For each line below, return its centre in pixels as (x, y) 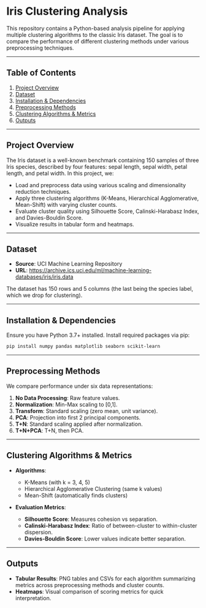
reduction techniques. (43, 191)
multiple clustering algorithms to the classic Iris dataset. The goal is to (95, 34)
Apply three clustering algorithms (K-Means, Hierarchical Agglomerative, (107, 198)
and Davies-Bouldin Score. (49, 217)
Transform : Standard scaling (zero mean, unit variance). (86, 411)
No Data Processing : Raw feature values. (67, 398)
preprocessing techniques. (40, 48)
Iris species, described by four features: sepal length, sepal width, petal (97, 166)
